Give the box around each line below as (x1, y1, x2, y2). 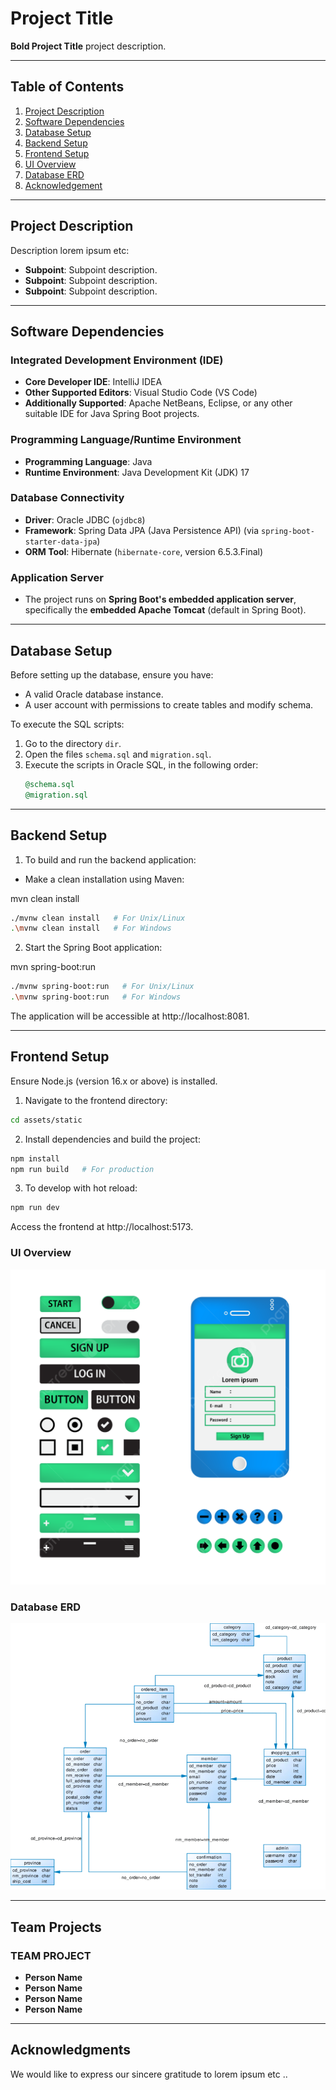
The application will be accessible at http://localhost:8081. (10, 1010, 250, 1022)
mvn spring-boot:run (10, 961, 96, 973)
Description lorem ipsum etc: (10, 244, 130, 256)
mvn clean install (10, 892, 80, 904)
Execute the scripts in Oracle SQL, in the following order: (24, 758, 259, 771)
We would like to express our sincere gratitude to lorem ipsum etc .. (10, 2068, 288, 2080)
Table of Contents (10, 78, 125, 96)
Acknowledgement (24, 179, 103, 191)
